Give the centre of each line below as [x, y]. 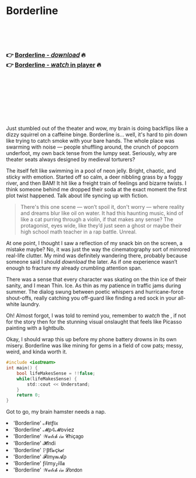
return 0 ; [29, 395]
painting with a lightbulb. [36, 328]
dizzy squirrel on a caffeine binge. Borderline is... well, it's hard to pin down [97, 135]
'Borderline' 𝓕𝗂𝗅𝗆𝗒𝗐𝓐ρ [40, 457]
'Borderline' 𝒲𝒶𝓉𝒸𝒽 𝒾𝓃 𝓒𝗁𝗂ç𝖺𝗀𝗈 [49, 436]
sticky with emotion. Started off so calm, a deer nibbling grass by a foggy [94, 177]
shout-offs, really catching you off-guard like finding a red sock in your [91, 298]
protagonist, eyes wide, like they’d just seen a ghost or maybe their [101, 226]
